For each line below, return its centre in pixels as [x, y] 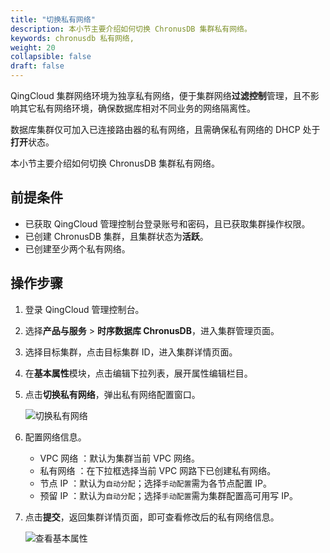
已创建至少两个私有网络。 [77, 248]
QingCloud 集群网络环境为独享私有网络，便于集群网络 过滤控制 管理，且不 [160, 95]
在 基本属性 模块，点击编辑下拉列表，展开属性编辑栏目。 [138, 373]
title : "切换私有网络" [53, 19]
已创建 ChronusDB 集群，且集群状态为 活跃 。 [116, 236]
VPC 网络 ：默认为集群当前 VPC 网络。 [119, 458]
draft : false [37, 66]
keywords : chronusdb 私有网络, [72, 38]
